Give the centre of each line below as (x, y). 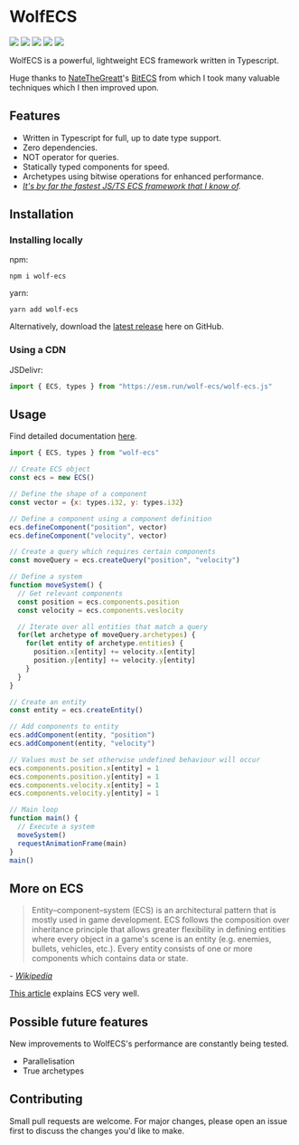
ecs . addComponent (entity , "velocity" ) (82, 744)
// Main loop (34, 810)
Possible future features (79, 1021)
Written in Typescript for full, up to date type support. (121, 138)
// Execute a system (56, 827)
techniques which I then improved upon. (84, 87)
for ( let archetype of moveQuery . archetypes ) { (107, 635)
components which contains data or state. (110, 959)
